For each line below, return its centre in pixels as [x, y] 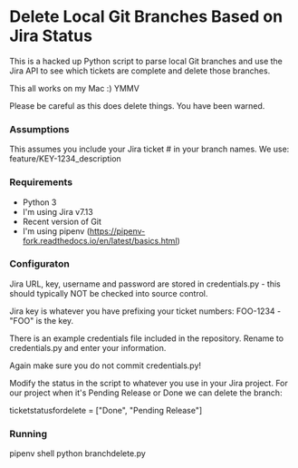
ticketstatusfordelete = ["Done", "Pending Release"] [106, 410]
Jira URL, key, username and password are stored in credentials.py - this [145, 284]
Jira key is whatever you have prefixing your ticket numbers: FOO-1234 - [145, 311]
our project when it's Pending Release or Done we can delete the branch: [146, 393]
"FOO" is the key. [42, 320]
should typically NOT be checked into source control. [109, 293]
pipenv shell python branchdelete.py [78, 453]
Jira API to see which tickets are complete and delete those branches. [140, 71]
